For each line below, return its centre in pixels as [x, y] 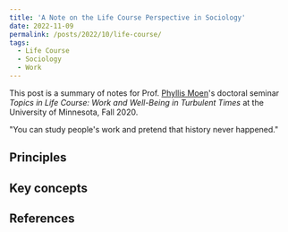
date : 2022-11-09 [42, 26]
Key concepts [48, 188]
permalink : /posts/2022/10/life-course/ [86, 34]
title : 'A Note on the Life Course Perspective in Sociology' [127, 17]
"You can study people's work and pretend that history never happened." [144, 129]
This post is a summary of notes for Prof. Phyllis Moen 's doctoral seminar [144, 93]
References [42, 219]
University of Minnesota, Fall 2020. [74, 112]
